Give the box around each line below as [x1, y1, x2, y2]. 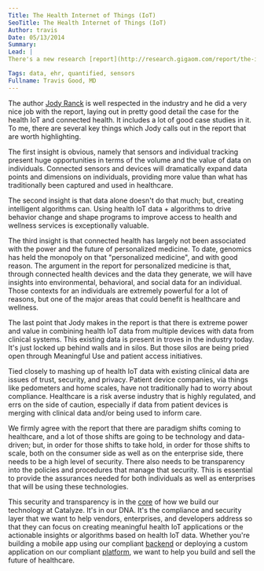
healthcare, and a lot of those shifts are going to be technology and [8, 431, 226, 441]
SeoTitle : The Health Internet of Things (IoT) [8, 19, 167, 27]
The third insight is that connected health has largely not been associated [8, 236, 246, 245]
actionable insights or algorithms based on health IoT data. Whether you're [8, 530, 250, 540]
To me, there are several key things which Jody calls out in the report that [8, 123, 247, 133]
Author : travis [8, 26, 58, 34]
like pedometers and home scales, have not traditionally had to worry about [8, 382, 253, 393]
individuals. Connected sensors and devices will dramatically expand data [8, 163, 247, 173]
